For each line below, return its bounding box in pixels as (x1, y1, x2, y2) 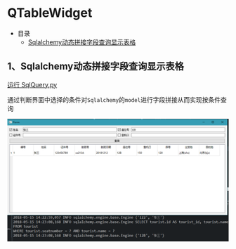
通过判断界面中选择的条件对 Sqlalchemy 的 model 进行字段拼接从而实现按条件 (7, 95, 221, 103)
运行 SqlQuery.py (7, 80, 58, 89)
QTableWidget (7, 5, 93, 21)
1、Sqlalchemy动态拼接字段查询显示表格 (7, 60, 185, 72)
